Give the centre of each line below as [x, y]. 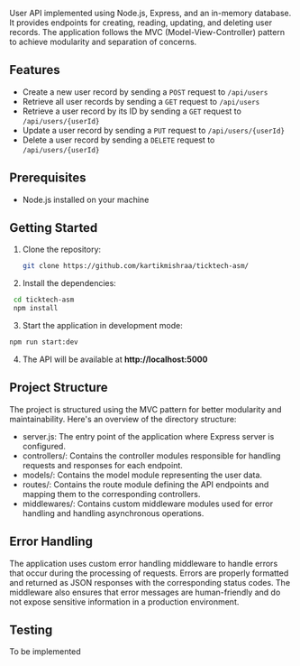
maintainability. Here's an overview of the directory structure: [123, 419]
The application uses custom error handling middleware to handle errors [144, 563]
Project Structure [59, 388]
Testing [31, 629]
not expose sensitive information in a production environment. [124, 601]
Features [35, 70]
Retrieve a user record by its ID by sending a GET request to [132, 111]
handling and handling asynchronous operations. [113, 513]
